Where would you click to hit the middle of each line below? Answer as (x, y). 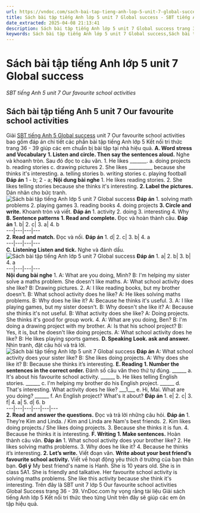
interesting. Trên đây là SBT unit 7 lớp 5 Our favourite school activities (92, 484)
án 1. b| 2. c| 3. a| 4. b (33, 224)
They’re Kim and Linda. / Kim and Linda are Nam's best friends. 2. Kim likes (99, 421)
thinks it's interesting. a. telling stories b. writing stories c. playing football (96, 173)
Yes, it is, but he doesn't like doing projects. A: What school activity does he (99, 332)
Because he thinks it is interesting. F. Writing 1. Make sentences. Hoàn (93, 433)
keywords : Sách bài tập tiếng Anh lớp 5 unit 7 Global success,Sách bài (98, 34)
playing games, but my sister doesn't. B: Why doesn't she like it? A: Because (100, 307)
